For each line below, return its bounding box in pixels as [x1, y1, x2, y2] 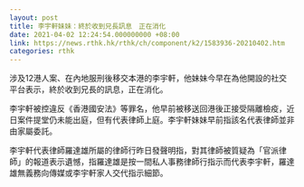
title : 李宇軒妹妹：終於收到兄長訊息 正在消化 [9, 22, 166, 31]
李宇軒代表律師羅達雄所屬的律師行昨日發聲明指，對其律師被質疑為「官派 [9, 145, 279, 156]
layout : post [9, 13, 59, 23]
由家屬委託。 [9, 126, 57, 136]
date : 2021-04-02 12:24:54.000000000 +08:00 [9, 30, 180, 39]
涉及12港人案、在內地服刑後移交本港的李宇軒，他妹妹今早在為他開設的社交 [9, 73, 288, 84]
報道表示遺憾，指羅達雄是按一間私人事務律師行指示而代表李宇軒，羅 [33, 156, 287, 167]
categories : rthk [9, 47, 75, 56]
